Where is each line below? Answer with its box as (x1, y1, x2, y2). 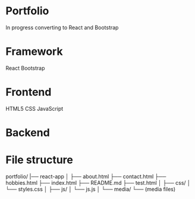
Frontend (5, 85, 52, 99)
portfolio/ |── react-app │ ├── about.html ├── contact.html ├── (5, 173, 166, 180)
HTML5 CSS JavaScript (5, 105, 64, 112)
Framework (5, 45, 63, 58)
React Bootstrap (5, 64, 45, 71)
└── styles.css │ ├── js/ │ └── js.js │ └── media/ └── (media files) (5, 185, 176, 192)
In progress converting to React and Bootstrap (5, 24, 119, 31)
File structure (5, 153, 74, 167)
